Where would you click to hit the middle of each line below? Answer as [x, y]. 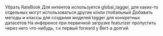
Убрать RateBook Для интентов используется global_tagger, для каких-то [82, 7]
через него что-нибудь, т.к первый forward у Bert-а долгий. [68, 28]
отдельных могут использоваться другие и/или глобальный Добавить [79, 12]
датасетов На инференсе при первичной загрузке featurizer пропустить [81, 23]
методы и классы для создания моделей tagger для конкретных [73, 18]
